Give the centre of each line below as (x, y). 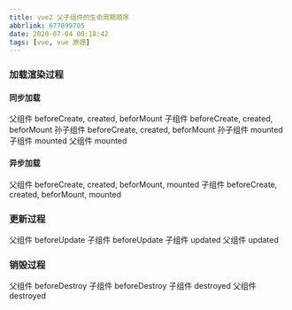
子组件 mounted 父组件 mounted (68, 141)
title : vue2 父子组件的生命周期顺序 (69, 17)
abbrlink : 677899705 (47, 26)
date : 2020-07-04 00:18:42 (59, 34)
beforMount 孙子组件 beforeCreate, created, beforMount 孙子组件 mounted (146, 130)
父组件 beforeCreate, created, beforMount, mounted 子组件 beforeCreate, (143, 184)
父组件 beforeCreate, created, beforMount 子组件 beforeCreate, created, (141, 119)
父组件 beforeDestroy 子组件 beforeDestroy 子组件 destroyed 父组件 (133, 286)
